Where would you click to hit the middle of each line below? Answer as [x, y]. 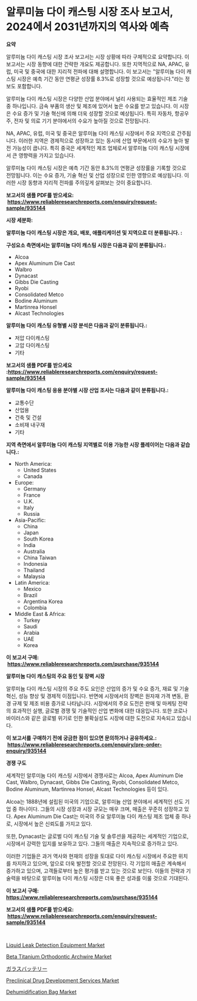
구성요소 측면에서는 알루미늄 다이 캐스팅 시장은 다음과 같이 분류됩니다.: [86, 245]
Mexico [32, 589]
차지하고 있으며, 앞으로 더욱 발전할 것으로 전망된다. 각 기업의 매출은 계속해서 [99, 863]
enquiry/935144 [26, 751]
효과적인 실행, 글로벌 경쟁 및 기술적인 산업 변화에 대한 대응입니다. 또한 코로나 [100, 711]
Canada [33, 476]
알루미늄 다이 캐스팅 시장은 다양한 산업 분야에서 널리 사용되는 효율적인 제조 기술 [97, 98]
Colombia [35, 608]
